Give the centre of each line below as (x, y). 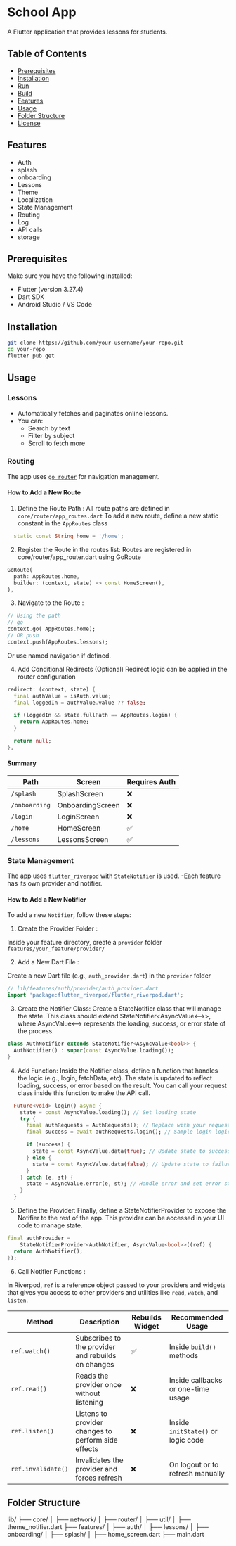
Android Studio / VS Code (55, 305)
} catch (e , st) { (47, 1177)
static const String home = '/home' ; (69, 536)
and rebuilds (96, 1355)
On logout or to (194, 1464)
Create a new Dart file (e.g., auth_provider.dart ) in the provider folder (109, 976)
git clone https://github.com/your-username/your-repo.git (96, 343)
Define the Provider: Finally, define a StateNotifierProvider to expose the (122, 1210)
